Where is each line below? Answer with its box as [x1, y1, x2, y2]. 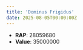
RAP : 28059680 [15, 31, 56, 38]
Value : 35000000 [15, 38, 60, 45]
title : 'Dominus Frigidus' [6, 9, 75, 15]
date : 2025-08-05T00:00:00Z [6, 15, 78, 21]
